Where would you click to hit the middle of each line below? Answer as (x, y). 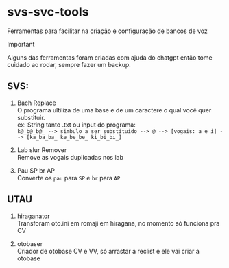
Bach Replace (36, 103)
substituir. (31, 117)
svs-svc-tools (48, 12)
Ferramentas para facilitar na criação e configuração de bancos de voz (107, 31)
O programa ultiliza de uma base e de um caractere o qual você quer (114, 110)
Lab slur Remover (42, 150)
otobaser (30, 243)
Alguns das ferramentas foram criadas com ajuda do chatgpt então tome (110, 57)
